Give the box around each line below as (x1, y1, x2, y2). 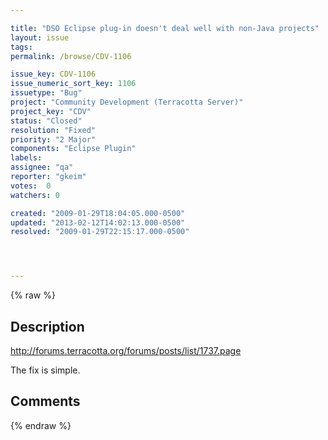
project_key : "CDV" (10, 106, 92, 116)
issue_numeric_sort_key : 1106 (10, 79, 137, 89)
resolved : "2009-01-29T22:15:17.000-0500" (10, 227, 190, 237)
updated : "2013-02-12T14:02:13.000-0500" (10, 217, 186, 228)
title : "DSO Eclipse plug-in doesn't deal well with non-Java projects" (10, 23, 320, 33)
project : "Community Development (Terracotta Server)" (10, 97, 244, 107)
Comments (10, 393, 81, 410)
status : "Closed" (10, 116, 83, 126)
